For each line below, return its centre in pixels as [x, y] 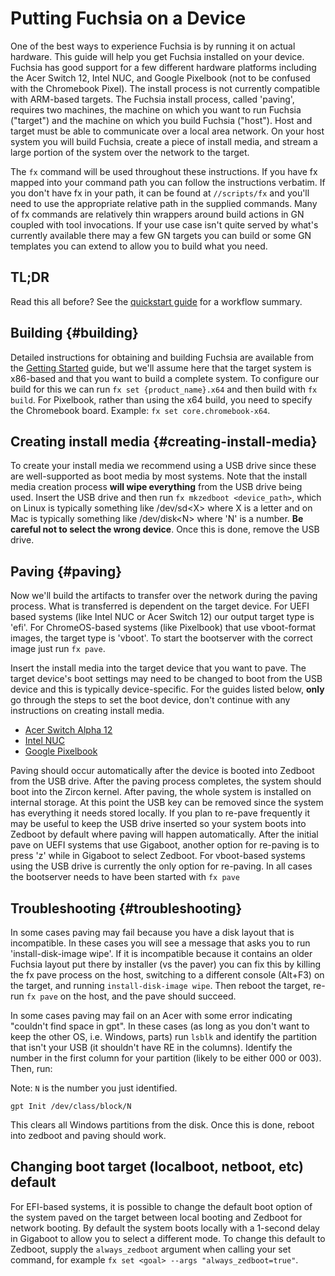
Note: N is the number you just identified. [94, 1088]
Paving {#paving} [66, 571]
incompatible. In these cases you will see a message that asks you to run [160, 943]
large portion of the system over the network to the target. [130, 152]
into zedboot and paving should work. [88, 1135]
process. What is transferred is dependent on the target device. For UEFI [160, 606]
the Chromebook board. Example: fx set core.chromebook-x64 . [140, 410]
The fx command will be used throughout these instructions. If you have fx [164, 171]
